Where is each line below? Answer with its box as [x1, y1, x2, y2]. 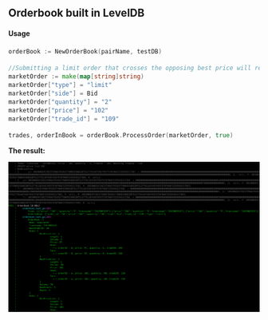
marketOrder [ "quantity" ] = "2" [8, 97, 112, 106]
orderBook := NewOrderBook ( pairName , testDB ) [8, 47, 162, 55]
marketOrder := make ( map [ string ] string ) [8, 73, 145, 81]
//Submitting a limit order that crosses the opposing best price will [8, 64, 251, 73]
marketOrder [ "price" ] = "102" [8, 106, 109, 114]
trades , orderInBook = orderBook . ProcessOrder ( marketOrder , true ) [8, 132, 234, 140]
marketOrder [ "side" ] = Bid [8, 89, 98, 97]
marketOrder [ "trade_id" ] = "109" [8, 115, 120, 123]
